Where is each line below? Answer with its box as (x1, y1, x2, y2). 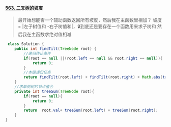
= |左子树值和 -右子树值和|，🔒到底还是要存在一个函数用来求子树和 (17, 23, 156, 30)
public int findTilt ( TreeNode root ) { (14, 46, 97, 52)
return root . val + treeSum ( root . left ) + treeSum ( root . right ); (23, 108, 158, 113)
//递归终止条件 (23, 51, 51, 56)
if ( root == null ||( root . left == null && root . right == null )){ (23, 56, 163, 61)
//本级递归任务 (23, 70, 51, 75)
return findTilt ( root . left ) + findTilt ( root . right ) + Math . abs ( (23, 74, 163, 80)
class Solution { (7, 41, 44, 47)
